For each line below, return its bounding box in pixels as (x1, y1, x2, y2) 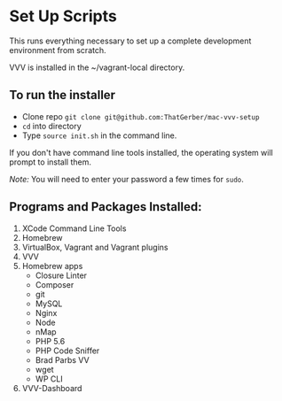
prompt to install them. (9, 157, 91, 167)
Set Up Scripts (9, 6, 117, 27)
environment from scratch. (9, 44, 106, 55)
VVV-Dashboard (21, 382, 82, 393)
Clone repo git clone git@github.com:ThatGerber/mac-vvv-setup (21, 111, 260, 121)
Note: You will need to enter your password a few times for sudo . (9, 174, 244, 184)
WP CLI (35, 374, 64, 384)
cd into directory (21, 120, 82, 131)
